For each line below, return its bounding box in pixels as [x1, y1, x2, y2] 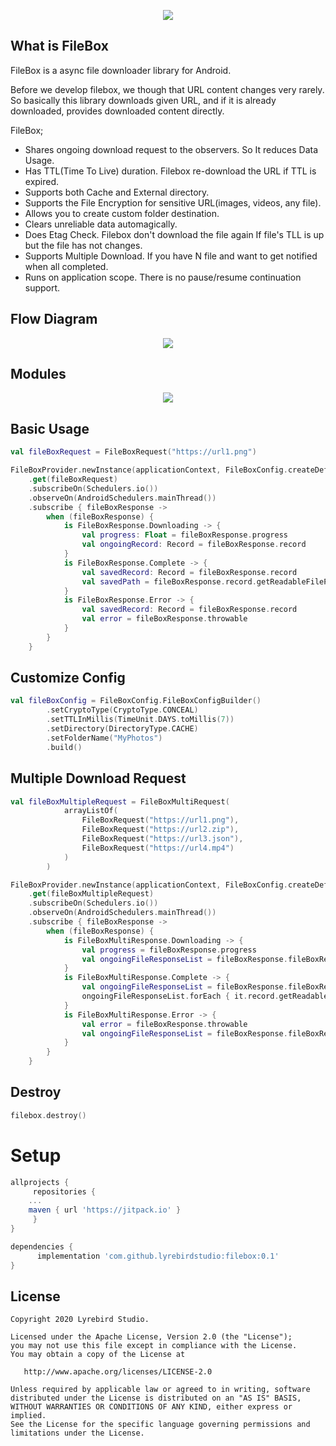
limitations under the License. [10, 1428, 145, 1439]
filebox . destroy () [10, 1110, 87, 1120]
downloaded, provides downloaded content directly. [10, 105, 225, 117]
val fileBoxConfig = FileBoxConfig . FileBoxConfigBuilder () [10, 696, 262, 706]
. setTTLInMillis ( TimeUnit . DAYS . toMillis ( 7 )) [46, 715, 235, 725]
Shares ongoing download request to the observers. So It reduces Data [24, 143, 319, 155]
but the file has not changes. [24, 239, 143, 251]
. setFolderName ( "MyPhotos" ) [46, 733, 163, 743]
